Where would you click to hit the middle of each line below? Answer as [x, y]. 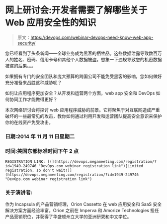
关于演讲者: [19, 193]
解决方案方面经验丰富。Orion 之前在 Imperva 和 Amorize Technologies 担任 [82, 211]
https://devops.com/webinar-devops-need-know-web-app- [92, 37]
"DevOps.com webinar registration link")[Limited [91, 166]
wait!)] [64, 170]
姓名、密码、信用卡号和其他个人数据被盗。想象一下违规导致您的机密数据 [88, 59]
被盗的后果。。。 [20, 66]
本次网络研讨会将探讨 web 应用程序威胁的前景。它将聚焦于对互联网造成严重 [83, 110]
